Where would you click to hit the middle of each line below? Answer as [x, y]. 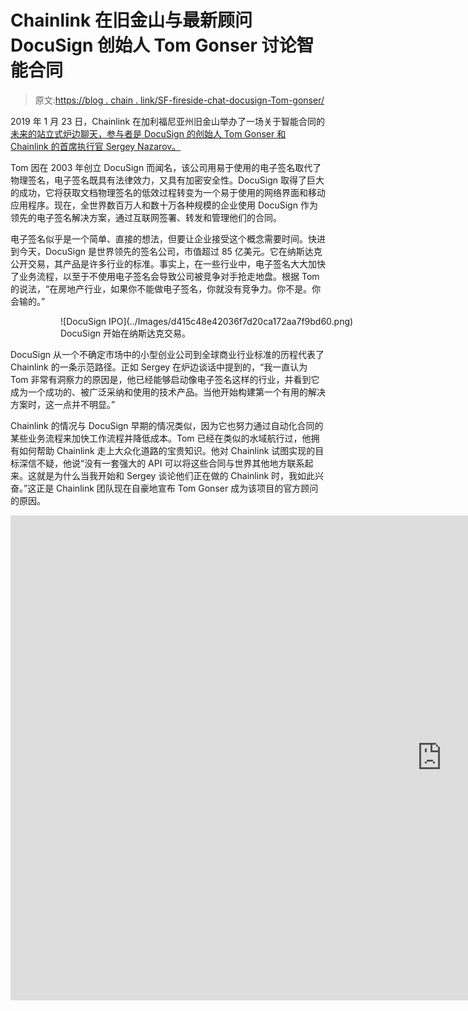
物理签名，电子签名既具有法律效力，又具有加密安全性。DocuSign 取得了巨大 [167, 180]
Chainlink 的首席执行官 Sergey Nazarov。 [96, 146]
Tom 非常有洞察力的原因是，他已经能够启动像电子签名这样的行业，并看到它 [165, 379]
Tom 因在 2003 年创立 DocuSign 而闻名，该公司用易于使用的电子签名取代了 [166, 167]
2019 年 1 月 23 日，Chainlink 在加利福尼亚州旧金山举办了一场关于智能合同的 [168, 121]
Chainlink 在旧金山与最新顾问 [131, 20]
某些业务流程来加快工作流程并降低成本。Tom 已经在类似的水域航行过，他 [161, 438]
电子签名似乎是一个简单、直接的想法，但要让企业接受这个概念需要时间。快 [163, 238]
